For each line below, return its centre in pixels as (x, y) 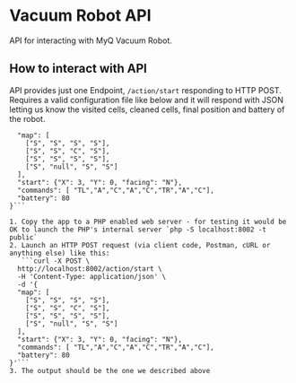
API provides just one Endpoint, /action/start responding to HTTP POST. (146, 90)
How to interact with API (78, 69)
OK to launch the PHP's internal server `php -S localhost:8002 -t (138, 230)
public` (24, 237)
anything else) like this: (60, 253)
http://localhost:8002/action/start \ (90, 269)
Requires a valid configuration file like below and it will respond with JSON (147, 100)
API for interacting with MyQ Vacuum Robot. (91, 40)
